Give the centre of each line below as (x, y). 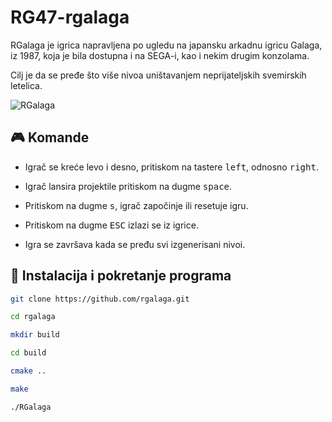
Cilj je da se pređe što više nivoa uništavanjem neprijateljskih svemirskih (158, 75)
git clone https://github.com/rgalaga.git (100, 299)
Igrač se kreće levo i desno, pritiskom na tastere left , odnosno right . (171, 167)
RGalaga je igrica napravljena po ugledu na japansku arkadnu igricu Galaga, (166, 45)
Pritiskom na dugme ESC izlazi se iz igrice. (111, 225)
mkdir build (35, 335)
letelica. (26, 85)
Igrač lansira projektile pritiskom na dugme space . (128, 186)
